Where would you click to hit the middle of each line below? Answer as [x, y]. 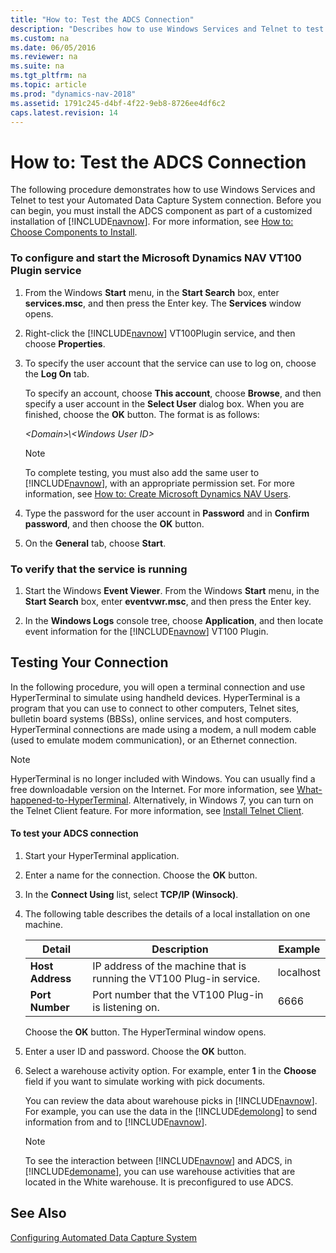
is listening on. [126, 1007]
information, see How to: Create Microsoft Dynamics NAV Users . [158, 493]
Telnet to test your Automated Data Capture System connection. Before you [166, 200]
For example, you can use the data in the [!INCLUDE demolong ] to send [171, 1111]
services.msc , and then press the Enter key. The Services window [163, 303]
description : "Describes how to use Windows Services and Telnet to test [167, 29]
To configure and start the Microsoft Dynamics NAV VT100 [156, 258]
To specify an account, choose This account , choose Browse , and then [173, 393]
